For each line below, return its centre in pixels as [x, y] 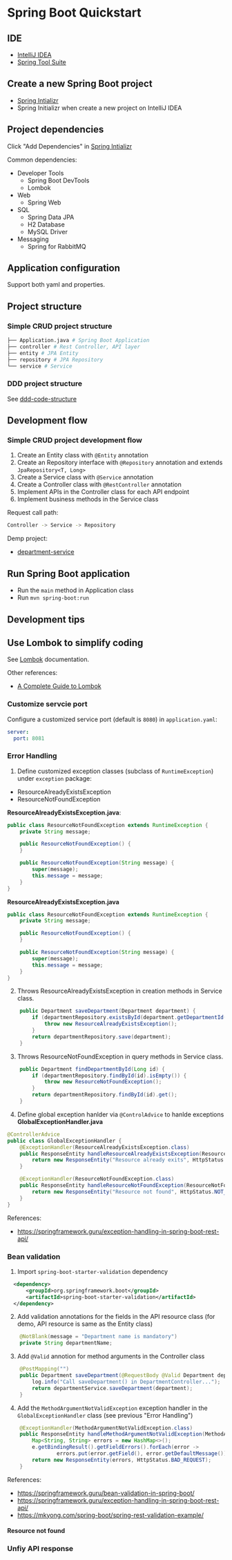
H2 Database [46, 224]
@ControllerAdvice [33, 1134]
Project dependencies [56, 130]
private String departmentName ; [66, 1343]
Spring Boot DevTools [58, 180]
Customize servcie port [47, 704]
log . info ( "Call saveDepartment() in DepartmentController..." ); [126, 1382]
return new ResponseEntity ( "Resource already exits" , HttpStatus [128, 1160]
